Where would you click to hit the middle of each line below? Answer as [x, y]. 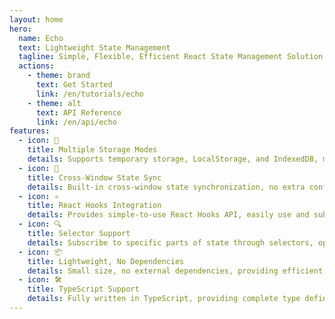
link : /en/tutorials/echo [89, 94]
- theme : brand [59, 76]
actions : [36, 66]
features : [30, 131]
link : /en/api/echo [76, 122]
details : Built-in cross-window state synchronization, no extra [166, 187]
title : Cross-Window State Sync [94, 177]
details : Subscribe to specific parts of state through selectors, [170, 242]
